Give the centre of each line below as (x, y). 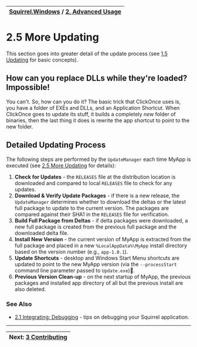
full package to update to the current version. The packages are (91, 208)
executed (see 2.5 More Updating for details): (61, 165)
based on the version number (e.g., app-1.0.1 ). (71, 251)
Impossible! (28, 87)
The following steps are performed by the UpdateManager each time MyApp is (98, 159)
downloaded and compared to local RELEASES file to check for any (94, 183)
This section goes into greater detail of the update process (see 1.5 (87, 53)
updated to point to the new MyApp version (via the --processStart (96, 264)
